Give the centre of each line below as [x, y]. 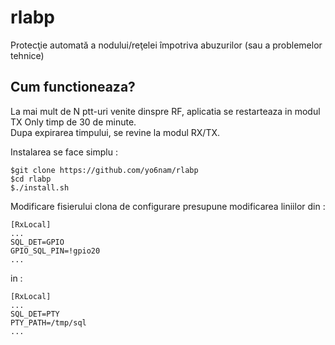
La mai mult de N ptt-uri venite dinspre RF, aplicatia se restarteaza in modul [165, 111]
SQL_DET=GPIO [37, 242]
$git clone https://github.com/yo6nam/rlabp [104, 170]
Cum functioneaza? [73, 87]
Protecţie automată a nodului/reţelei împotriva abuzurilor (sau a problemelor [166, 45]
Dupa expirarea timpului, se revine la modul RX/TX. [115, 132]
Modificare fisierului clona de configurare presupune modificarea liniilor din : [168, 206]
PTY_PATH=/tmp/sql [48, 322]
